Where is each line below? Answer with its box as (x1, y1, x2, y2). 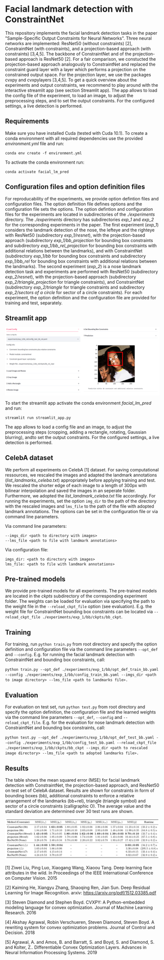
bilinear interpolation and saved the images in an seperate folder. (5, 488, 136, 493)
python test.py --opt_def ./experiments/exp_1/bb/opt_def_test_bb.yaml (5, 735, 154, 740)
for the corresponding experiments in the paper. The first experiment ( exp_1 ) (5, 222, 159, 227)
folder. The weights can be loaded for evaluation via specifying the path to (5, 598, 155, 604)
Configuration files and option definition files (5, 183, 145, 191)
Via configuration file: (5, 546, 48, 552)
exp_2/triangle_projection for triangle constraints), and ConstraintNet (5, 279, 144, 285)
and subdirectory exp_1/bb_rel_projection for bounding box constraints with (5, 243, 157, 248)
